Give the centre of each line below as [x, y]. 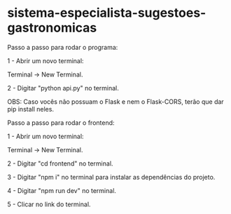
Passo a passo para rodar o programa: [63, 47]
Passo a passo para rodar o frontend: [61, 122]
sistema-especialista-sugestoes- [107, 13]
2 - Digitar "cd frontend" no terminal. [60, 163]
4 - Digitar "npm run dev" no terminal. [62, 190]
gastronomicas [52, 28]
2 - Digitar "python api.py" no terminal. [63, 88]
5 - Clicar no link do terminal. [49, 204]
